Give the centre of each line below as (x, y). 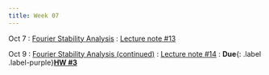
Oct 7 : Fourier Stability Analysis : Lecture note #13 (92, 38)
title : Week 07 (34, 16)
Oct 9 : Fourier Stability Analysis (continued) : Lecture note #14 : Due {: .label (135, 53)
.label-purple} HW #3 (43, 62)
